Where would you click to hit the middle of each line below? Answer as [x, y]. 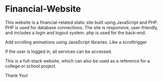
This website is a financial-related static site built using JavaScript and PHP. [81, 22]
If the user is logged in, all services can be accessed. [59, 51]
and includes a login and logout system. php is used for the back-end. [76, 33]
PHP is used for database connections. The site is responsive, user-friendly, [82, 27]
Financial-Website [43, 9]
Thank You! [17, 75]
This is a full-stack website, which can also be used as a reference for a [78, 61]
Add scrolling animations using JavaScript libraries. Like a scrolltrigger [76, 42]
